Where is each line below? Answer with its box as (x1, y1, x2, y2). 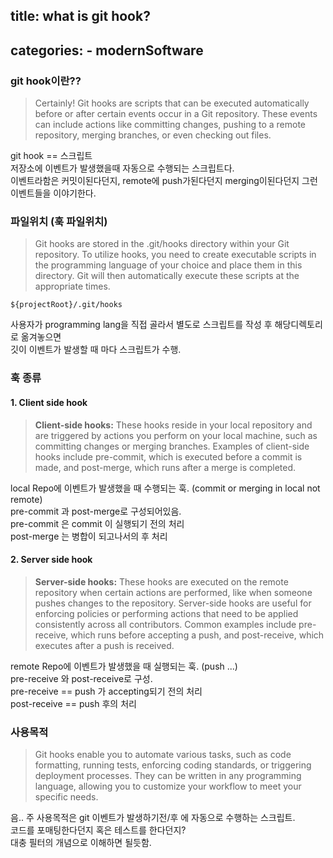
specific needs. (34, 791, 99, 803)
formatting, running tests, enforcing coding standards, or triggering (34, 759, 312, 771)
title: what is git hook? (10, 8, 151, 25)
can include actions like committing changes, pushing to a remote (34, 119, 306, 131)
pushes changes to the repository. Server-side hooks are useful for (34, 597, 312, 609)
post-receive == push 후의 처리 (10, 697, 137, 709)
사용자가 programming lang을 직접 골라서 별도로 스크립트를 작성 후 (10, 319, 273, 331)
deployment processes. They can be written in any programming (34, 770, 302, 781)
